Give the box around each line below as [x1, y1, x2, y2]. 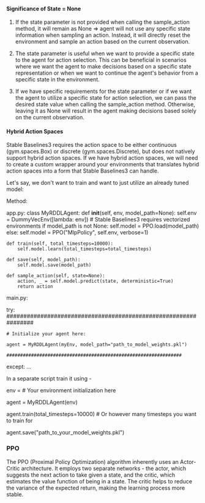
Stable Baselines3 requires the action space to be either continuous [6, 141, 177, 149]
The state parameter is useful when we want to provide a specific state [15, 50, 195, 58]
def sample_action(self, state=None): [6, 273, 105, 279]
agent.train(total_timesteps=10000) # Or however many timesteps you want [6, 411, 197, 418]
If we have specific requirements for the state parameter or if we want [15, 88, 192, 95]
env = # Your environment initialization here [6, 387, 116, 394]
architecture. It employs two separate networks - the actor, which [21, 464, 187, 472]
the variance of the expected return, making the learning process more [6, 484, 185, 491]
